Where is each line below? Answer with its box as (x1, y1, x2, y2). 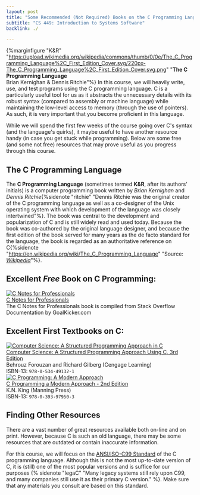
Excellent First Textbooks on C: (6, 326, 124, 336)
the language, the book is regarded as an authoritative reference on (6, 238, 172, 245)
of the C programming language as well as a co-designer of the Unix (6, 199, 174, 207)
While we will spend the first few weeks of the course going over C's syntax (6, 122, 192, 129)
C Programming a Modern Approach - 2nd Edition (6, 380, 129, 387)
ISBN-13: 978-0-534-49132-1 (6, 367, 74, 374)
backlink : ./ (6, 25, 39, 32)
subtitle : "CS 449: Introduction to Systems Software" (6, 20, 145, 26)
